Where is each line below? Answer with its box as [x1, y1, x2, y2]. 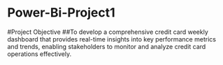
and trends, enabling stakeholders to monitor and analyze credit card [7, 42, 206, 50]
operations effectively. [7, 50, 72, 58]
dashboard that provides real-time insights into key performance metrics [7, 35, 217, 43]
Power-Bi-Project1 [7, 5, 115, 21]
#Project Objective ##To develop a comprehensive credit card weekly [7, 28, 208, 36]
